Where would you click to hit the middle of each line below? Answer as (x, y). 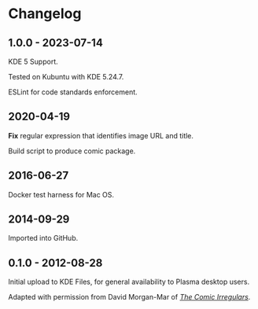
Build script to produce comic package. (72, 151)
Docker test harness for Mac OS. (61, 194)
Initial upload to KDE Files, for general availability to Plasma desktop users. (129, 282)
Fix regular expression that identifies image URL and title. (101, 135)
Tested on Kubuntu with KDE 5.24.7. (66, 77)
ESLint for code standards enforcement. (73, 92)
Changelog (45, 14)
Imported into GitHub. (43, 238)
